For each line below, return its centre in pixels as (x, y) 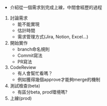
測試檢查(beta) (25, 86)
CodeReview (23, 67)
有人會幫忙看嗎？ (35, 73)
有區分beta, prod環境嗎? (42, 92)
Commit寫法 (30, 55)
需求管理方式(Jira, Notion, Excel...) (53, 37)
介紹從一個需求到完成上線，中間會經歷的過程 (56, 7)
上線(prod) (21, 98)
